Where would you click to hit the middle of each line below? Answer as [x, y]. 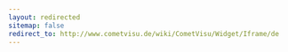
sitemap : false [36, 26]
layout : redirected [44, 17]
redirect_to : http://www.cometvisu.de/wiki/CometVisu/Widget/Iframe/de [144, 33]
